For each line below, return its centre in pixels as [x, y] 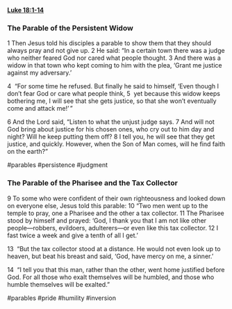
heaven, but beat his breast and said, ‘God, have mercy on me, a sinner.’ [110, 256]
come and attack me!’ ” [40, 109]
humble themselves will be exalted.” [59, 284]
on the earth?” [28, 152]
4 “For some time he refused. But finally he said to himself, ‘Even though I [113, 86]
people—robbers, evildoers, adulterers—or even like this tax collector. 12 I [113, 228]
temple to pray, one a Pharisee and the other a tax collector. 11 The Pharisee [116, 213]
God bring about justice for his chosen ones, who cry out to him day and [111, 129]
